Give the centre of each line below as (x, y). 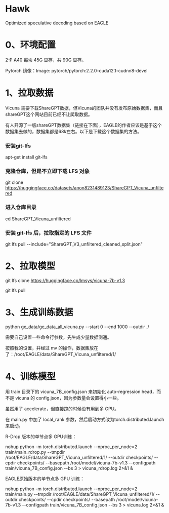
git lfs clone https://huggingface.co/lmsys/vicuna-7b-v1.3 (65, 280)
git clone (14, 182)
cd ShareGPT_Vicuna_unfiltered (38, 219)
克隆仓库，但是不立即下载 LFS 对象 (48, 171)
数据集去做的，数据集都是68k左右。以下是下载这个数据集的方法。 (74, 131)
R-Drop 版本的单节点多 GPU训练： (41, 437)
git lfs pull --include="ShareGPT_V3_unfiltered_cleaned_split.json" (74, 244)
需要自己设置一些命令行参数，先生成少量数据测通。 (58, 337)
